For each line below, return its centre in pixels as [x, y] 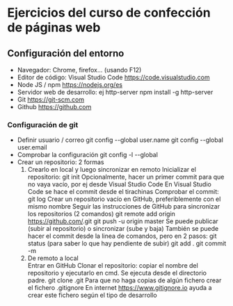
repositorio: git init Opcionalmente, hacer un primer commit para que [126, 177]
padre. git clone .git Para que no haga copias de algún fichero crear [124, 280]
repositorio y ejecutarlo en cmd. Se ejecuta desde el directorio [117, 273]
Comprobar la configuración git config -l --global [88, 155]
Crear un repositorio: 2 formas [61, 162]
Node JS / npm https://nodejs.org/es [70, 84]
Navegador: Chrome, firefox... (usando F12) [79, 70]
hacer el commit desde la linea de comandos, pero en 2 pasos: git [122, 236]
